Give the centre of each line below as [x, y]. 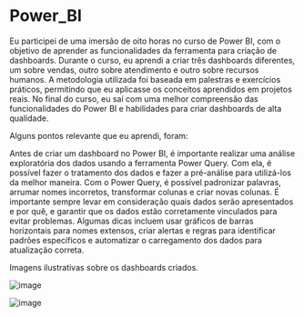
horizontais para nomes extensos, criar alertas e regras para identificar [142, 230]
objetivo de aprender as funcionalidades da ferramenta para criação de [143, 50]
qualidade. [29, 118]
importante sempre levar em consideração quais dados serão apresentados [152, 202]
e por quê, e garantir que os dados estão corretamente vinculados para [143, 211]
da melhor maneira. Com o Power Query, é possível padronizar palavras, [146, 182]
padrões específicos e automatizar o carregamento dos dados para [136, 240]
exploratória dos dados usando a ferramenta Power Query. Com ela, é [141, 163]
